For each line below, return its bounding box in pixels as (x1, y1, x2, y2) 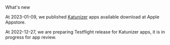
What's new (5, 4, 30, 10)
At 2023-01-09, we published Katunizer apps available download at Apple (5, 14, 160, 19)
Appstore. (5, 19, 26, 25)
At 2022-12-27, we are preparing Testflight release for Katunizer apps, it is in (5, 29, 165, 34)
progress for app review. (5, 34, 57, 40)
